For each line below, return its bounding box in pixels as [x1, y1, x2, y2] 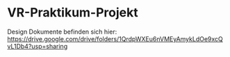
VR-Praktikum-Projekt [7, 5, 139, 21]
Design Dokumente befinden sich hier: [7, 27, 117, 36]
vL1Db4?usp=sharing [7, 42, 68, 50]
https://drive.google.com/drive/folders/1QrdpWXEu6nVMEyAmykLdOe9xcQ [7, 34, 224, 43]
